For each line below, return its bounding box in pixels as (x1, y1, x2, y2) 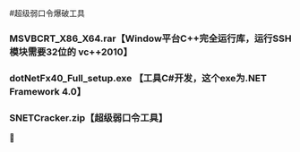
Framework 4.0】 (9, 85, 87, 97)
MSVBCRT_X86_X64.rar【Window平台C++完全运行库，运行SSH (9, 32, 292, 45)
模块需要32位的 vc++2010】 (9, 46, 133, 58)
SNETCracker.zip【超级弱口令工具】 (9, 111, 168, 123)
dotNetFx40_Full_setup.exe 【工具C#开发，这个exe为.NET (9, 72, 267, 84)
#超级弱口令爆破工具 (9, 8, 85, 18)
